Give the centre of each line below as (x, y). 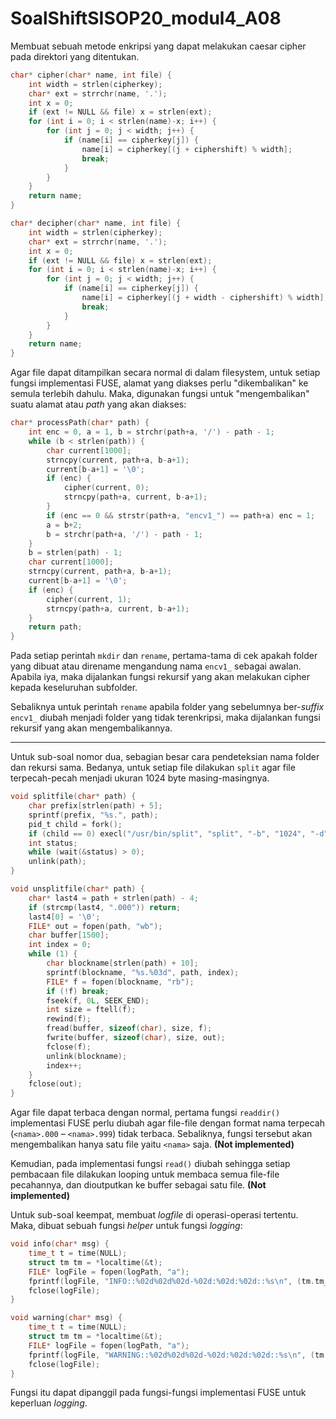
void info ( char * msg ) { (60, 1244)
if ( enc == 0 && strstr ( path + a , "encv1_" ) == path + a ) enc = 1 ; (181, 515)
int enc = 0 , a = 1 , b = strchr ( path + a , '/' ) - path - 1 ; (151, 432)
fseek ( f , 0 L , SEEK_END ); (98, 1000)
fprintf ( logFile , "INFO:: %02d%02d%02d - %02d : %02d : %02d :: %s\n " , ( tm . (172, 1281)
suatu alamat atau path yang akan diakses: (98, 404)
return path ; (55, 627)
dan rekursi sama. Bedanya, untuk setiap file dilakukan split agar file (153, 768)
